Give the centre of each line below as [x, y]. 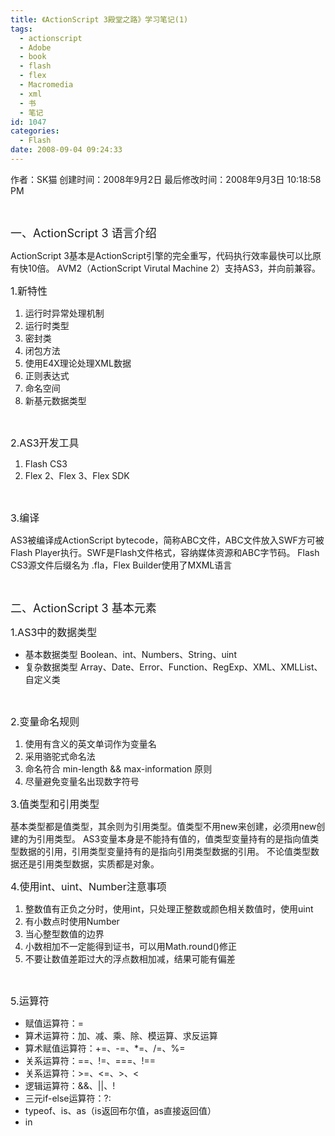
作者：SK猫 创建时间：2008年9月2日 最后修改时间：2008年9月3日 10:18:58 [166, 179]
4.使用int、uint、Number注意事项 [88, 886]
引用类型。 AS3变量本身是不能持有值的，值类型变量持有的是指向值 [173, 838]
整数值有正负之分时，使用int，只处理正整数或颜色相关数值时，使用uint [169, 908]
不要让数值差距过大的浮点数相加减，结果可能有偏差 [130, 958]
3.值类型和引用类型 [55, 804]
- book [33, 57]
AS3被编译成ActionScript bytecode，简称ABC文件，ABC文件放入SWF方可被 [167, 540]
